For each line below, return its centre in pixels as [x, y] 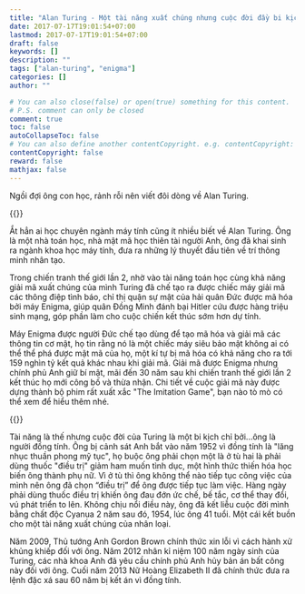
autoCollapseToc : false [54, 136]
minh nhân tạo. [37, 259]
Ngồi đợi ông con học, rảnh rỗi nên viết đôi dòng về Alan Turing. [129, 196]
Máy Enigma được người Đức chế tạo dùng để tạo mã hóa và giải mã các [145, 334]
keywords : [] [34, 52]
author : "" [30, 86]
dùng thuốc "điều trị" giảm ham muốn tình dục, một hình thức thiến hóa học [151, 466]
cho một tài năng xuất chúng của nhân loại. [90, 523]
